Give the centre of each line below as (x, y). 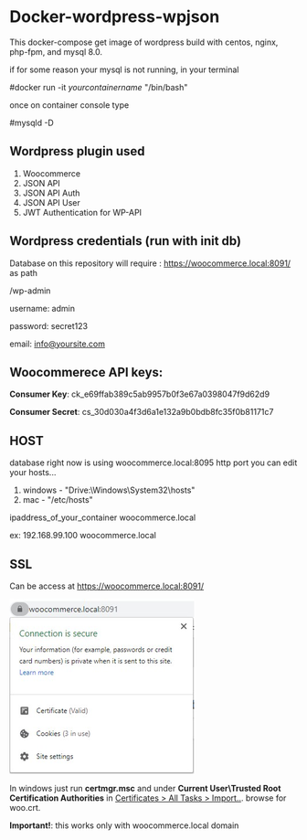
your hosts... (33, 473)
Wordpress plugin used (77, 151)
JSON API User (51, 202)
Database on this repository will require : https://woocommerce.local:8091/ (150, 263)
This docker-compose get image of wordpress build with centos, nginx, (144, 42)
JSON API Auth (51, 193)
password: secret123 (49, 325)
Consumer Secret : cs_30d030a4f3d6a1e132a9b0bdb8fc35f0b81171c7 (142, 412)
